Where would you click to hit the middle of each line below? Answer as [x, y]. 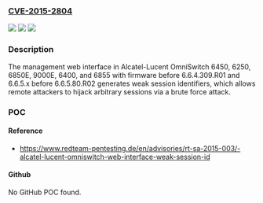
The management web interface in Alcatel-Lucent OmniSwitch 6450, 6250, [130, 66]
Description [31, 50]
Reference [26, 131]
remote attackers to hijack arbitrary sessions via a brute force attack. [120, 91]
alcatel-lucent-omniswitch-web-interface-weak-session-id [115, 157]
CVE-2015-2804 [40, 11]
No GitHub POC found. [45, 192]
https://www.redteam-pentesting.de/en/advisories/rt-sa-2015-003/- [130, 148]
